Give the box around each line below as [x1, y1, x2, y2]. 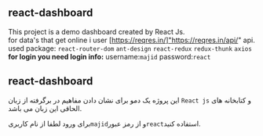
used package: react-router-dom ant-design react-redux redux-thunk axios [8, 43, 253, 53]
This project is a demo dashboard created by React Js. [8, 27, 185, 36]
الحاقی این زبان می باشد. [8, 103, 82, 113]
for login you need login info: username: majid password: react [8, 52, 211, 61]
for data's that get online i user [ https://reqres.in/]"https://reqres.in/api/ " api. [8, 35, 255, 45]
